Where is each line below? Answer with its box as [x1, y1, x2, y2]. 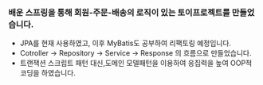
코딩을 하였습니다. [19, 68, 76, 78]
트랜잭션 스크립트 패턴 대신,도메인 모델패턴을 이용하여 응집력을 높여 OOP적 [19, 58, 253, 68]
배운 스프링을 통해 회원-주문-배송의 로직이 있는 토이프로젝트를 [8, 6, 230, 17]
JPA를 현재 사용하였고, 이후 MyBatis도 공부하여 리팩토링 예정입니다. [19, 38, 232, 48]
